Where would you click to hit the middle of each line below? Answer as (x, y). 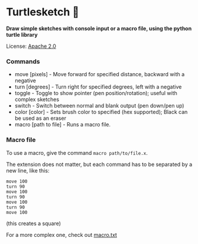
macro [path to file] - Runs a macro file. (63, 125)
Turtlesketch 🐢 (43, 12)
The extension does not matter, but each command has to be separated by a (99, 164)
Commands (23, 61)
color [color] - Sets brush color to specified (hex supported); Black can (101, 112)
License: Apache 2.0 (31, 46)
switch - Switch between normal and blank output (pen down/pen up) (99, 106)
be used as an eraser (40, 118)
